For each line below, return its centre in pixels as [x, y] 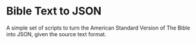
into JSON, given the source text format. [56, 34]
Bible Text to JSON [54, 11]
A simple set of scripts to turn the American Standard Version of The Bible [98, 28]
